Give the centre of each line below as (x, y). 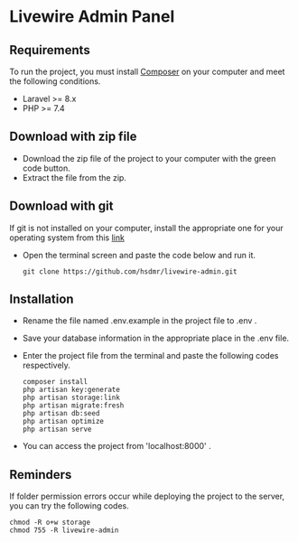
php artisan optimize (63, 422)
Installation (42, 299)
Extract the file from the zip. (74, 177)
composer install (55, 382)
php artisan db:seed (61, 414)
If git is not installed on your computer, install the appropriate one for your (146, 228)
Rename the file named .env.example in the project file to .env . (140, 321)
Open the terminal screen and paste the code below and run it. (139, 255)
